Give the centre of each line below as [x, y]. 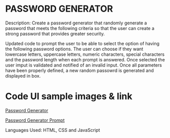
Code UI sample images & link [69, 96]
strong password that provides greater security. [55, 33]
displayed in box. [23, 76]
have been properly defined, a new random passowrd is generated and [79, 70]
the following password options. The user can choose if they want [74, 49]
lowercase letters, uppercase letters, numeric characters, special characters [85, 54]
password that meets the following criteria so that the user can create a [80, 28]
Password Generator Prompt [35, 120]
